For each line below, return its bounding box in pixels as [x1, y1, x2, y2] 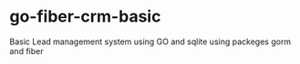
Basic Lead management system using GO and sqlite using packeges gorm [9, 36, 292, 47]
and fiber [9, 45, 44, 56]
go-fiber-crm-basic [9, 6, 161, 27]
